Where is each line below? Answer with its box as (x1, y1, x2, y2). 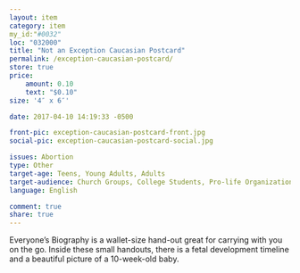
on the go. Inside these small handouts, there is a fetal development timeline (9, 244, 290, 255)
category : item (9, 21, 66, 30)
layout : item (9, 12, 58, 22)
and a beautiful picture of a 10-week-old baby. (9, 253, 179, 264)
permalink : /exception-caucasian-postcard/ (9, 54, 174, 63)
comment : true (9, 202, 62, 211)
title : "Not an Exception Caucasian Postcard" (9, 46, 186, 55)
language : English (9, 186, 78, 194)
